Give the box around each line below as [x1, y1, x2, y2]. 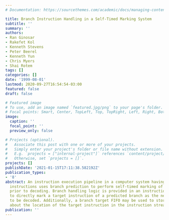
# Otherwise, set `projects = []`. [5, 156, 84, 161]
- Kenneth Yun [5, 54, 35, 59]
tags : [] [5, 68, 24, 73]
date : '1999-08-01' [5, 77, 46, 82]
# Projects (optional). [5, 137, 55, 142]
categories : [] [5, 72, 37, 78]
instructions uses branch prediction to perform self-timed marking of [10, 184, 163, 189]
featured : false [5, 86, 39, 91]
